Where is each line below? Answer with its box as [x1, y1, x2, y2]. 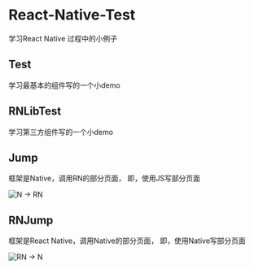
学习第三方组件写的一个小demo [8, 127, 114, 137]
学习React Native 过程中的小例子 [8, 33, 118, 43]
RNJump [8, 213, 54, 227]
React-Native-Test [8, 6, 136, 24]
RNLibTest [8, 104, 62, 119]
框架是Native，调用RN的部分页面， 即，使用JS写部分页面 [8, 173, 201, 184]
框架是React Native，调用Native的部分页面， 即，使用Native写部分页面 [8, 236, 246, 245]
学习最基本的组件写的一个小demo [8, 80, 120, 90]
